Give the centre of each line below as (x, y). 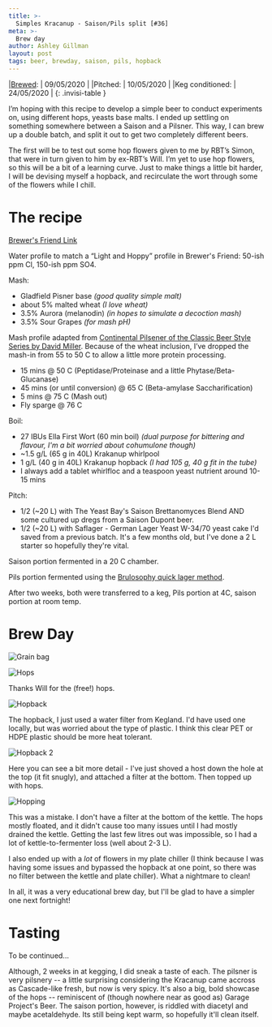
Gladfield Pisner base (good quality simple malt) (101, 296)
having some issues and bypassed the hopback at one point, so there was (133, 867)
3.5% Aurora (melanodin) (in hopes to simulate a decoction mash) (131, 313)
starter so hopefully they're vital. (75, 546)
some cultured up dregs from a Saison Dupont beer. (107, 520)
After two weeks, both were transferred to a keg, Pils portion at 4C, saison (132, 593)
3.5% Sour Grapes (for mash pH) (76, 321)
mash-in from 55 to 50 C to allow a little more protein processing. (117, 355)
